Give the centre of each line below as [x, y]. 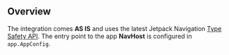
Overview [29, 12]
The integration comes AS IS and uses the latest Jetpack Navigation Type [114, 28]
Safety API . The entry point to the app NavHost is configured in [100, 36]
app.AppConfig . [29, 43]
